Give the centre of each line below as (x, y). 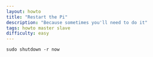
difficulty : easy (28, 33)
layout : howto (24, 11)
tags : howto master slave (38, 28)
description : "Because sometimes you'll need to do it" (77, 22)
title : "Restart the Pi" (37, 17)
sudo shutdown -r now (33, 50)
